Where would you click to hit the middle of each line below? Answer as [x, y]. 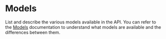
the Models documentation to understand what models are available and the [83, 27]
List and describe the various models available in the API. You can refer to [81, 22]
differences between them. [33, 32]
